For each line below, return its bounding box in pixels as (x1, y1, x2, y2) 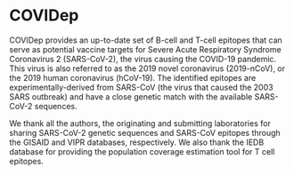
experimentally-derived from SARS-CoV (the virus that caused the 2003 (9, 82, 274, 92)
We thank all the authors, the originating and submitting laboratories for (9, 117, 272, 129)
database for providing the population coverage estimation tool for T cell (9, 146, 275, 156)
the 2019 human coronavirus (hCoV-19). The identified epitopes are (9, 72, 257, 83)
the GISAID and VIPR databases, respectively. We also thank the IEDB (9, 137, 265, 147)
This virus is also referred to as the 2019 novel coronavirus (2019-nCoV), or (9, 63, 286, 74)
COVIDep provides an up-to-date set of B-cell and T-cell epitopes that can (9, 35, 282, 45)
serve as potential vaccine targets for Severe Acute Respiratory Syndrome (9, 44, 282, 54)
